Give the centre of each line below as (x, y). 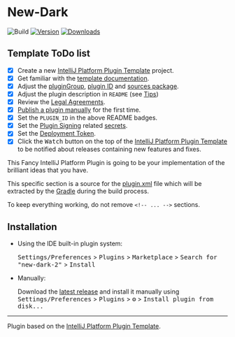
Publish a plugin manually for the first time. (79, 110)
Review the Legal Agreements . (62, 102)
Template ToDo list (49, 53)
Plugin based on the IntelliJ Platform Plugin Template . (84, 327)
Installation (32, 227)
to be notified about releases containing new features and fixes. (109, 149)
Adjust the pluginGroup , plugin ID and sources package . (98, 86)
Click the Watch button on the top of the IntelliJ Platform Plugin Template (122, 141)
